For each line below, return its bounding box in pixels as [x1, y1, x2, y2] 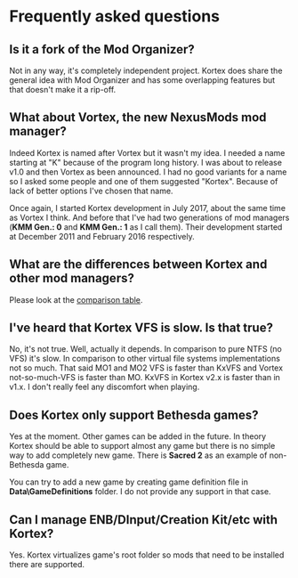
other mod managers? [9, 271, 135, 286]
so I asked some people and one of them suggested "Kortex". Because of [9, 175, 278, 186]
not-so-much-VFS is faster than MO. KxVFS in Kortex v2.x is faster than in [9, 372, 280, 383]
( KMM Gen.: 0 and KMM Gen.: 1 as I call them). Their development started [9, 221, 283, 232]
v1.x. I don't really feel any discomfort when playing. [9, 381, 200, 393]
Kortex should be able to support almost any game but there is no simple [9, 441, 276, 452]
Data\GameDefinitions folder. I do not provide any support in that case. [9, 486, 271, 497]
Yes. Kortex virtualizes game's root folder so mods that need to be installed [9, 550, 285, 560]
